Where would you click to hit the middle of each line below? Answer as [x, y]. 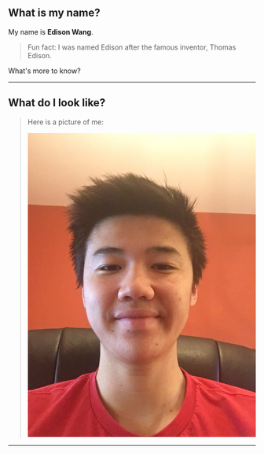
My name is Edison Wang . [51, 31]
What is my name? [54, 13]
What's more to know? [44, 71]
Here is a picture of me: [65, 122]
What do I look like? [57, 103]
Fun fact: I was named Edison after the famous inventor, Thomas [132, 47]
